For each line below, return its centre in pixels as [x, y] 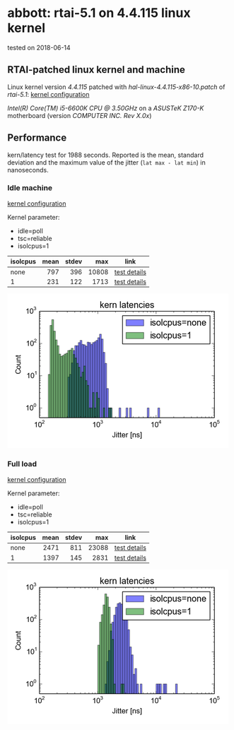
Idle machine [30, 188]
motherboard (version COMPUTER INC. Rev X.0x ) [80, 115]
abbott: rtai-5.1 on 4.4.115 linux [99, 13]
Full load [22, 464]
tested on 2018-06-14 [39, 47]
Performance [37, 138]
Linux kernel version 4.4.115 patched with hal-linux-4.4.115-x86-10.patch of [116, 87]
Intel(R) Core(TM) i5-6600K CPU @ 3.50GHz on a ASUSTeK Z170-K [106, 108]
